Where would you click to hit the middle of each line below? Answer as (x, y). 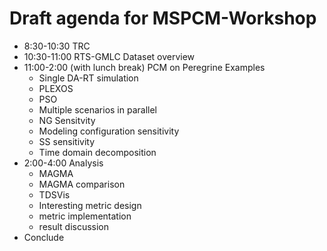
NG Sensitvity (67, 120)
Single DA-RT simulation (88, 78)
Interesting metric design (90, 205)
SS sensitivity (67, 141)
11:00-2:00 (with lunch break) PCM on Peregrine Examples (144, 67)
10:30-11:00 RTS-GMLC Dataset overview (109, 56)
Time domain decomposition (97, 152)
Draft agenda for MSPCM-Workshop (163, 18)
